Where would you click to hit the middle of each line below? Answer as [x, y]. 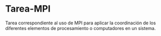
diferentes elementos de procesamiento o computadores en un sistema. [80, 28]
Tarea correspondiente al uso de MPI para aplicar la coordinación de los [80, 23]
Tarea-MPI [28, 9]
